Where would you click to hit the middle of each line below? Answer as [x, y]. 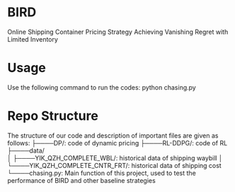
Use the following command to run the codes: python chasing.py [102, 87]
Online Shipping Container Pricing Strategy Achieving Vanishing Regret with [118, 32]
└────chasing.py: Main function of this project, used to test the [102, 173]
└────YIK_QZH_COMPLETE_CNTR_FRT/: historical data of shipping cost [114, 165]
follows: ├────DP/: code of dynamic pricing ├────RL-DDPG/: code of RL [117, 143]
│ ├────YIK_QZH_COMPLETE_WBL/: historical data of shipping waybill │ [115, 158]
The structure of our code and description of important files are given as [113, 136]
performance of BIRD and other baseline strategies [81, 180]
